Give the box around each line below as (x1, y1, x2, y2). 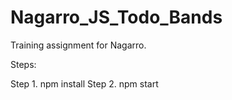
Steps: (10, 58, 37, 70)
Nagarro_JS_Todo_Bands (10, 6, 223, 29)
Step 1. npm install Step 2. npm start (10, 77, 159, 90)
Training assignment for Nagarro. (10, 39, 147, 51)
